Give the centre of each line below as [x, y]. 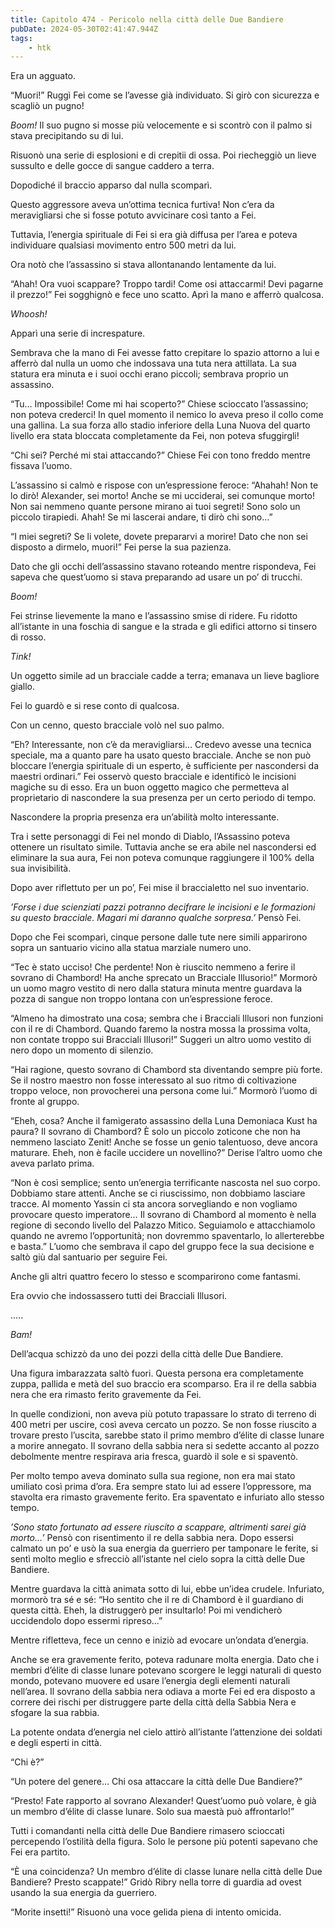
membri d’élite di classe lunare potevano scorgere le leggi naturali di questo [166, 1670]
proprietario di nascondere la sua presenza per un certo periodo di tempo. [163, 798]
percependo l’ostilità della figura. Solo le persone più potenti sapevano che [164, 1842]
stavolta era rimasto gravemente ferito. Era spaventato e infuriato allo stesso [167, 1497]
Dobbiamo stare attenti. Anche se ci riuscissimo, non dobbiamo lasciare [158, 1193]
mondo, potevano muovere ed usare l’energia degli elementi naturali [150, 1681]
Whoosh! [29, 314]
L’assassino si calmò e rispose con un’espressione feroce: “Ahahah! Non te [164, 485]
